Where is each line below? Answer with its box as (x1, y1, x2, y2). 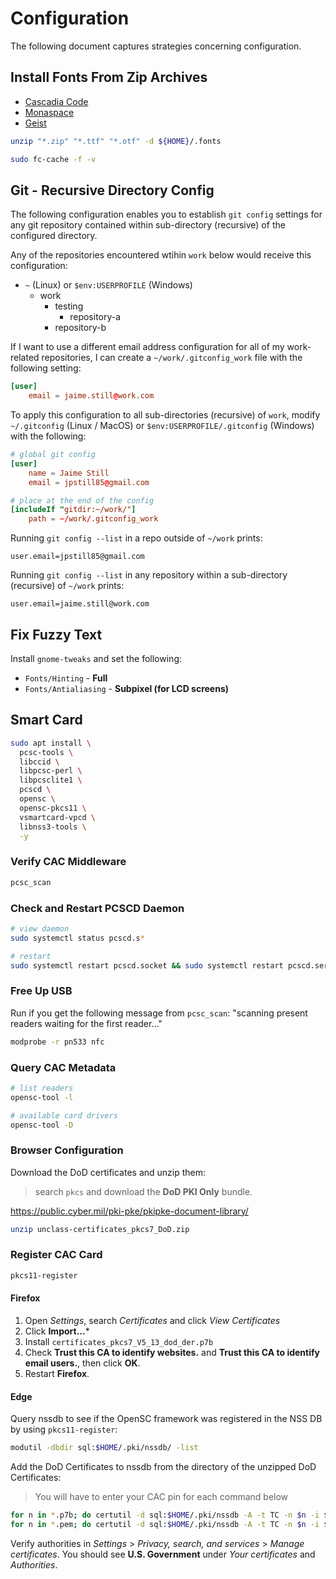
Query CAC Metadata (10, 1060, 117, 1074)
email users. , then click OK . (24, 1357, 141, 1369)
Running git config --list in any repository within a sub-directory (10, 569, 288, 581)
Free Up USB (10, 984, 73, 998)
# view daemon (10, 923, 70, 934)
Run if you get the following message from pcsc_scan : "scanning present (10, 1007, 308, 1019)
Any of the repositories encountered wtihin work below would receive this (10, 249, 312, 261)
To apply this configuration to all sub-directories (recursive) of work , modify (10, 409, 321, 421)
